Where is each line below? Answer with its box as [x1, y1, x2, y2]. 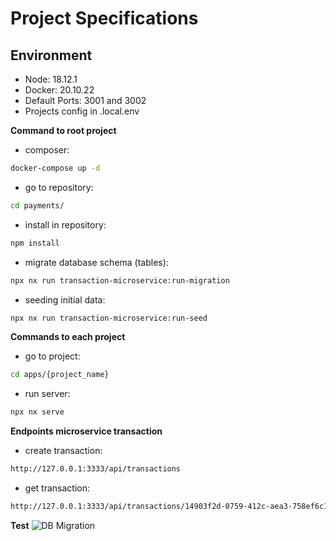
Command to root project [10, 125, 117, 136]
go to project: [24, 350, 81, 362]
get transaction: [24, 482, 90, 494]
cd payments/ [10, 200, 65, 211]
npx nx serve [10, 407, 65, 417]
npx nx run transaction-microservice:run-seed [10, 313, 208, 323]
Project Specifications [10, 7, 199, 30]
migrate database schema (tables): [24, 256, 169, 268]
